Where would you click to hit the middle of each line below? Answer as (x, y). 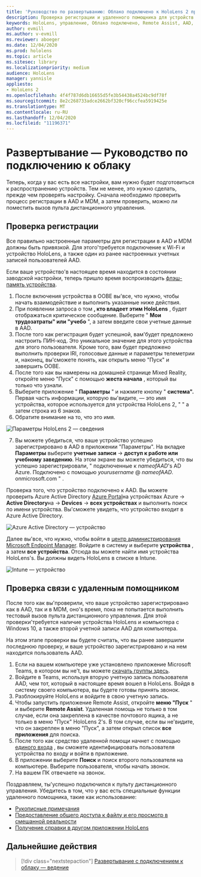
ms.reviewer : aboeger (33, 40)
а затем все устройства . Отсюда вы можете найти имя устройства (93, 551)
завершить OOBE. (38, 366)
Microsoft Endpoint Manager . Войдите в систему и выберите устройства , (100, 545)
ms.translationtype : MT (36, 106)
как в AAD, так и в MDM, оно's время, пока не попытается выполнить (95, 609)
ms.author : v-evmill (32, 34)
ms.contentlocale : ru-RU (37, 112)
